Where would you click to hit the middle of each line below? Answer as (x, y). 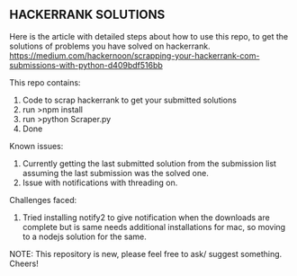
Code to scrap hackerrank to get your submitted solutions (129, 100)
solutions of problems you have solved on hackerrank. (110, 46)
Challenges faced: (43, 200)
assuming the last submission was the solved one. (115, 173)
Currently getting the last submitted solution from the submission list (149, 163)
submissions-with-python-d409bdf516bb (86, 65)
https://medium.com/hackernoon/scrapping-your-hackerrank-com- (135, 55)
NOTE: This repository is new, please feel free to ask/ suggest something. (146, 254)
